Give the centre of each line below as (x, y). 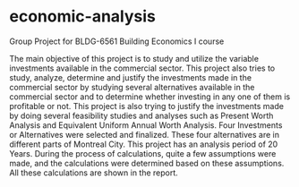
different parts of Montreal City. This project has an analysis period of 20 (144, 144)
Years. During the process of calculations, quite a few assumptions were (143, 153)
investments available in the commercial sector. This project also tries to (142, 68)
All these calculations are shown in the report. (94, 173)
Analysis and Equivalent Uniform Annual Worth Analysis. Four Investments (146, 125)
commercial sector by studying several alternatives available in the (132, 87)
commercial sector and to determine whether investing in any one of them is (150, 97)
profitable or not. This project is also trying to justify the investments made (147, 106)
